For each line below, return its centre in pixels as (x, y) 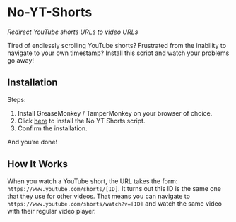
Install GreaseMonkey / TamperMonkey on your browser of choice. (115, 113)
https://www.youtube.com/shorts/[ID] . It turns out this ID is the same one (114, 188)
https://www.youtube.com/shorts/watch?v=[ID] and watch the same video (115, 203)
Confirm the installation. (52, 128)
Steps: (17, 99)
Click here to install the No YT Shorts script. (81, 121)
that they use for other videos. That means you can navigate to (99, 196)
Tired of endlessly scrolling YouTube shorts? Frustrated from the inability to (117, 45)
